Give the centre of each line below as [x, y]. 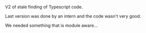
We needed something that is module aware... [51, 25]
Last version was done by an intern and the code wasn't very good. [73, 16]
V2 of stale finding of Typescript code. [44, 7]
